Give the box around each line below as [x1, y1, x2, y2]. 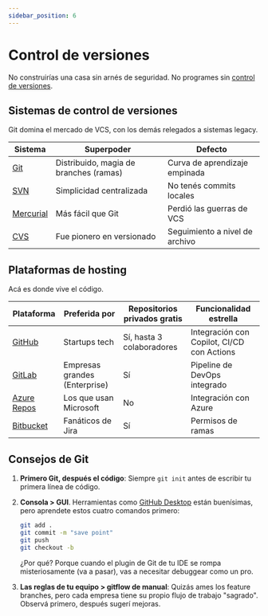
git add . [19, 521, 53, 529]
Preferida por [63, 308, 116, 320]
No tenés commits [167, 180, 236, 191]
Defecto [196, 144, 227, 155]
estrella [208, 313, 238, 324]
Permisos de [190, 415, 238, 426]
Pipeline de [190, 359, 233, 371]
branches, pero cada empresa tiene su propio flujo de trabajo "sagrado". [19, 590, 258, 600]
